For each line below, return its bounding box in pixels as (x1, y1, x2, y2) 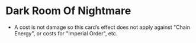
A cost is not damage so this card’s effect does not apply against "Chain (14, 24, 191, 31)
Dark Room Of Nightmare (5, 4, 131, 18)
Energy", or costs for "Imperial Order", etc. (14, 29, 118, 37)
